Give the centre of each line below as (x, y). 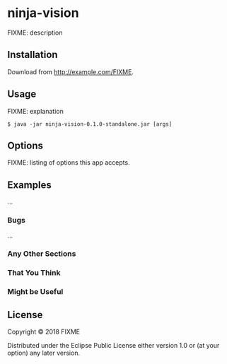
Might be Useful (35, 292)
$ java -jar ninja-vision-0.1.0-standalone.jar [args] (90, 124)
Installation (33, 55)
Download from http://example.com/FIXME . (71, 71)
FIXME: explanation (35, 111)
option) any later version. (43, 353)
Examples (29, 185)
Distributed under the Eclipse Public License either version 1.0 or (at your (113, 346)
